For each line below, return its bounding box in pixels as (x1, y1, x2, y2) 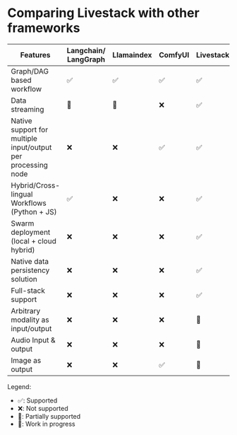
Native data (11, 256, 49, 266)
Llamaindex (112, 50, 152, 59)
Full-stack (11, 285, 46, 295)
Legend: (7, 382, 32, 390)
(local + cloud (11, 236, 56, 245)
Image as (11, 355, 42, 365)
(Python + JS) (11, 207, 58, 216)
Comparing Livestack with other (7, 5, 200, 21)
